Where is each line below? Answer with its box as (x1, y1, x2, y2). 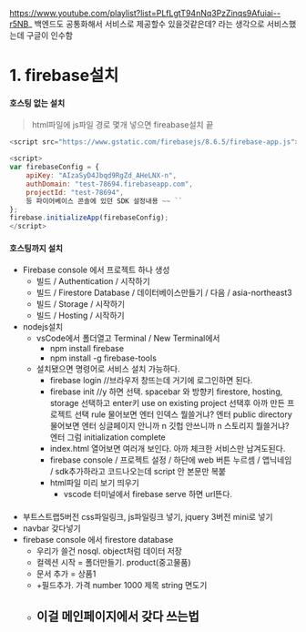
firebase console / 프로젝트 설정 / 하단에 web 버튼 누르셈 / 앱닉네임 (49, 454, 292, 465)
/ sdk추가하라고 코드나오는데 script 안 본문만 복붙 (49, 466, 227, 477)
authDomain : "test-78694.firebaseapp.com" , (25, 179, 194, 189)
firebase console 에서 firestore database (22, 534, 174, 545)
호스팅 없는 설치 (9, 97, 66, 108)
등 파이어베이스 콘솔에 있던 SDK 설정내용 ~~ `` (25, 196, 183, 206)
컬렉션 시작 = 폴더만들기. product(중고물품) (36, 556, 191, 567)
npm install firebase (49, 343, 125, 354)
